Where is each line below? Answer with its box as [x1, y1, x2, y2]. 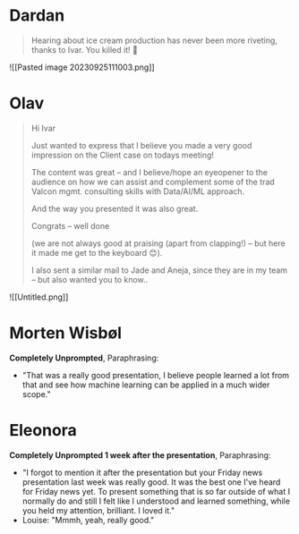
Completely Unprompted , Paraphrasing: [9, 352, 159, 363]
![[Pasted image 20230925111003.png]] [9, 62, 155, 72]
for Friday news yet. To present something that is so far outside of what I [21, 486, 291, 496]
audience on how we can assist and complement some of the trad [30, 176, 275, 187]
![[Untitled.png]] [9, 292, 69, 302]
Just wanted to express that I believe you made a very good [30, 140, 252, 150]
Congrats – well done [30, 220, 110, 231]
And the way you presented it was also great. [30, 203, 199, 214]
